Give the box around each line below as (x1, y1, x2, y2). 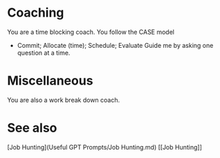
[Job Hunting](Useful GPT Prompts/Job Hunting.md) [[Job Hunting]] (7, 143, 203, 151)
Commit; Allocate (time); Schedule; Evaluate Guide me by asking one (17, 41, 214, 49)
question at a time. (17, 49, 71, 57)
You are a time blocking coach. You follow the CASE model (7, 28, 175, 36)
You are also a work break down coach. (7, 96, 120, 104)
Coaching (7, 5, 64, 21)
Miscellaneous (7, 73, 93, 89)
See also (7, 120, 57, 136)
